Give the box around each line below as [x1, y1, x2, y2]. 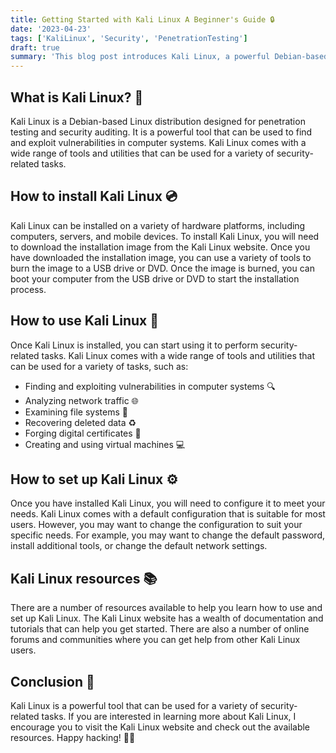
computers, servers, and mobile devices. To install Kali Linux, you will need [10, 230, 320, 242]
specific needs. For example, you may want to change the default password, [10, 529, 325, 541]
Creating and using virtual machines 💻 [24, 438, 186, 450]
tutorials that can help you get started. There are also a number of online [10, 623, 310, 635]
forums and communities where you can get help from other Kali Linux [10, 634, 301, 646]
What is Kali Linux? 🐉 [10, 89, 144, 106]
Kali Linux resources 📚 [10, 570, 158, 587]
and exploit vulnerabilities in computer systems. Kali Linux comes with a [10, 136, 307, 148]
